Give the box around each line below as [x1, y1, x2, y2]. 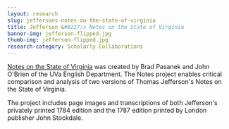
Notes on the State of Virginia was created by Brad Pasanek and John [7, 63, 210, 70]
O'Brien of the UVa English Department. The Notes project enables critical [7, 70, 222, 78]
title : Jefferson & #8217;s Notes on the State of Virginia [7, 23, 185, 30]
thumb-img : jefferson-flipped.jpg [7, 37, 109, 44]
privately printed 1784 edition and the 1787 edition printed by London [7, 106, 207, 114]
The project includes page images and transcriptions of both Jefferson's [7, 99, 218, 106]
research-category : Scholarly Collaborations [7, 43, 143, 50]
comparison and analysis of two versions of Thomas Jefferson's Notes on [7, 78, 222, 85]
